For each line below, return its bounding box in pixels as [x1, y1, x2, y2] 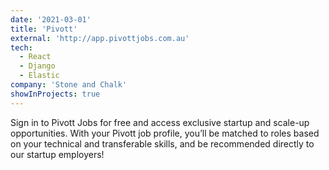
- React [19, 52, 52, 62]
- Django [19, 61, 56, 71]
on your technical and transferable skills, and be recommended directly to [10, 137, 315, 150]
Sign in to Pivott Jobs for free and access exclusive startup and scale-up [10, 116, 310, 128]
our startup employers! [10, 148, 105, 160]
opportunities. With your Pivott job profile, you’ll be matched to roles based [10, 127, 320, 139]
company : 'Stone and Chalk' [10, 80, 128, 90]
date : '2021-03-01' [10, 14, 92, 25]
